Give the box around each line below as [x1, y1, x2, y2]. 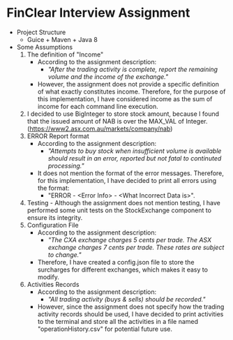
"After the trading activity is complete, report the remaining [47, 65, 218, 73]
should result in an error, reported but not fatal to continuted [47, 154, 222, 162]
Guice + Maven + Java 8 [27, 35, 98, 43]
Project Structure [16, 28, 66, 36]
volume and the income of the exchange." [47, 72, 169, 81]
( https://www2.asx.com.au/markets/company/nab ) [27, 124, 173, 133]
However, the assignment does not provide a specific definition [37, 80, 219, 88]
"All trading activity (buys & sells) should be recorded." [47, 295, 206, 303]
